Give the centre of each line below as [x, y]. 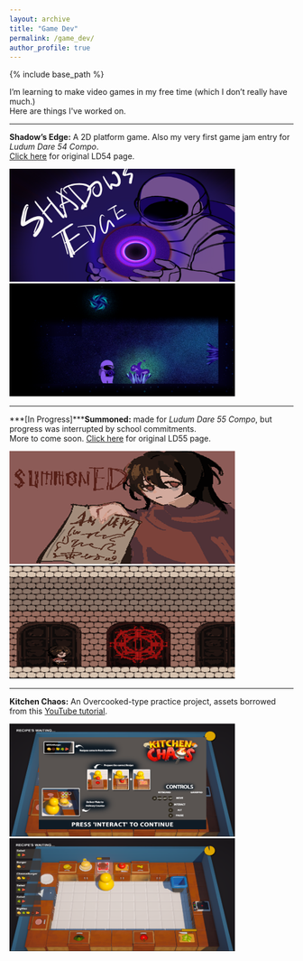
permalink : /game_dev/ [52, 38]
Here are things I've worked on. [68, 111]
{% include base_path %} [57, 75]
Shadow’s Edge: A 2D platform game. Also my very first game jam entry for [150, 137]
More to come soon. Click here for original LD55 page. [110, 439]
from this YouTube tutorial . [59, 711]
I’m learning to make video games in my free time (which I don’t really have [149, 92]
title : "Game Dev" [44, 28]
